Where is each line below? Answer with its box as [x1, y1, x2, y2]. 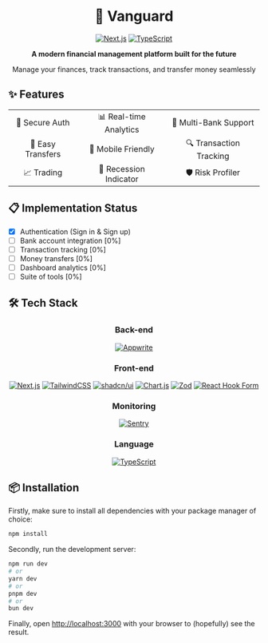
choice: [8, 514, 33, 524]
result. [8, 627, 30, 637]
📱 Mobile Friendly [89, 144, 155, 155]
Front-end [114, 363, 154, 374]
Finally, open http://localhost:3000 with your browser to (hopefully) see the [8, 619, 255, 629]
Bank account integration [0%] [19, 236, 121, 245]
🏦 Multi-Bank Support [171, 117, 254, 129]
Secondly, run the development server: [8, 545, 136, 554]
